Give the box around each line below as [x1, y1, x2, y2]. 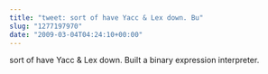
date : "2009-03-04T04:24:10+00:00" [9, 30, 143, 39]
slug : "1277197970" [9, 22, 83, 31]
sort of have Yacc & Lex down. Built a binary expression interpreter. [9, 55, 260, 66]
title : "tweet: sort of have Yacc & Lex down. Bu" [9, 13, 204, 23]
